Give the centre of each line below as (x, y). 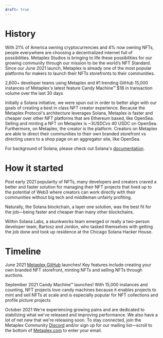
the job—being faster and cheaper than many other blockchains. (70, 212)
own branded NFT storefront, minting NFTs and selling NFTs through (74, 270)
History (20, 33)
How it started (34, 168)
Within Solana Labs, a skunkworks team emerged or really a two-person (77, 221)
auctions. (14, 275)
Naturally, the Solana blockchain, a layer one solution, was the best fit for (78, 207)
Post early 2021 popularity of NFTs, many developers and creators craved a (81, 182)
